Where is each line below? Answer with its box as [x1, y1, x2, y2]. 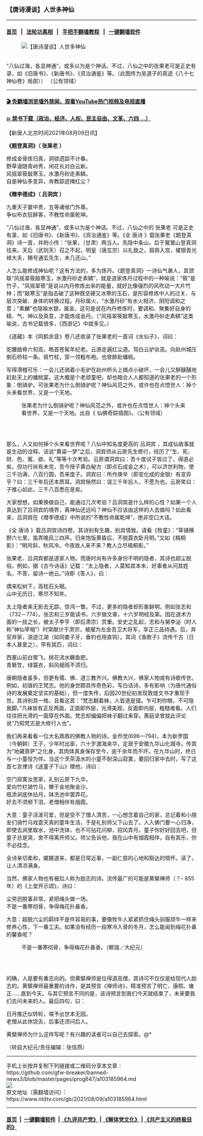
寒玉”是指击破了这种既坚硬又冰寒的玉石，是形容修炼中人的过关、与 [30, 289, 196, 297]
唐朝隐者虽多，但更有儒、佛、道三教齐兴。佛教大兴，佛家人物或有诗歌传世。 [6, 674, 197, 682]
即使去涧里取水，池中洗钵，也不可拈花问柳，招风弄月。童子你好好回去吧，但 [6, 827, 197, 834]
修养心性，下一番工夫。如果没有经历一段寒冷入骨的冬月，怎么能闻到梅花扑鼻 [6, 923, 197, 931]
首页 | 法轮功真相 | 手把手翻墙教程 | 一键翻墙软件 [6, 28, 141, 35]
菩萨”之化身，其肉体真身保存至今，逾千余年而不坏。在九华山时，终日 [24, 748, 196, 755]
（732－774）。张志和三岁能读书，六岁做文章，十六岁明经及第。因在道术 [6, 610, 187, 618]
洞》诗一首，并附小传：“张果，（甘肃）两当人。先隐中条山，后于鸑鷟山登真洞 [6, 239, 197, 246]
